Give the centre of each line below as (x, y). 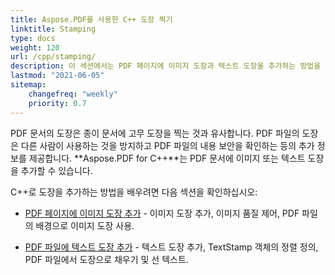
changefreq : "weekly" (73, 94)
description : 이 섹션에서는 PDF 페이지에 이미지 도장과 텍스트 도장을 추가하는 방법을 (166, 66)
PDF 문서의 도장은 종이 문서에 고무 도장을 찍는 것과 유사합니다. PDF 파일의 (155, 133)
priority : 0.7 (57, 103)
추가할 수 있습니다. (56, 170)
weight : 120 (35, 47)
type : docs (33, 38)
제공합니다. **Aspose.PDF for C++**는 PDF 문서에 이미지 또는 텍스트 (167, 158)
